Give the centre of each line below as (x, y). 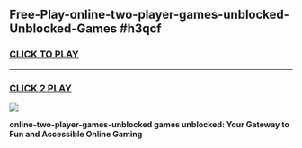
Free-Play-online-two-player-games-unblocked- (150, 15)
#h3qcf (141, 29)
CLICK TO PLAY (44, 55)
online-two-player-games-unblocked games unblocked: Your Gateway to (150, 124)
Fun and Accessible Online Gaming (76, 134)
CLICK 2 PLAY (40, 88)
